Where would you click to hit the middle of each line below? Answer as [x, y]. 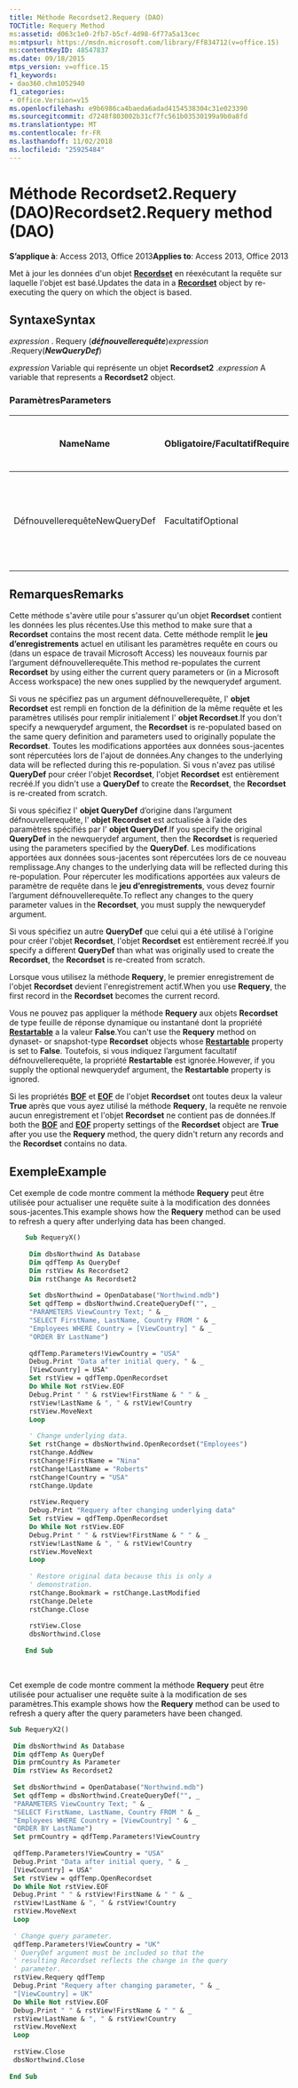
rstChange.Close [59, 1609]
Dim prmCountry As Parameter [67, 1763]
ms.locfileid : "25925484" [57, 149]
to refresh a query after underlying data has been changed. [118, 1222]
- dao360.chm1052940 [47, 84]
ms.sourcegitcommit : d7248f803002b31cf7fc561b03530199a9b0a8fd [129, 116]
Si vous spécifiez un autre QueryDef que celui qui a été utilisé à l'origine [141, 932]
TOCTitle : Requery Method [57, 26]
